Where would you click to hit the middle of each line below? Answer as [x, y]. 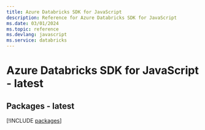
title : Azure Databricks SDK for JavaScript [64, 12]
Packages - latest [41, 106]
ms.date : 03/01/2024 [33, 23]
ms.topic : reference [33, 29]
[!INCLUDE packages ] [34, 121]
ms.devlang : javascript [37, 35]
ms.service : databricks [37, 40]
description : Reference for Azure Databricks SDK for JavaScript [91, 18]
